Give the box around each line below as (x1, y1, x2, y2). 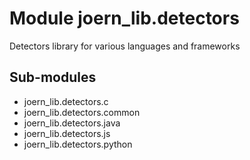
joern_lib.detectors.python (23, 138, 133, 150)
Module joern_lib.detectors (9, 7, 240, 30)
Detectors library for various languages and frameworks (9, 40, 241, 52)
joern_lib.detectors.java (23, 117, 121, 129)
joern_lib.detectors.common (23, 106, 141, 118)
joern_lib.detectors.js (23, 127, 111, 139)
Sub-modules (9, 69, 97, 86)
